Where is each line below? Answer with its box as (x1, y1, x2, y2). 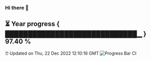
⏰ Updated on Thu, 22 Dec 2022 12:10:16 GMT (5, 50, 99, 56)
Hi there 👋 (5, 4, 29, 11)
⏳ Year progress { (5, 20, 60, 28)
